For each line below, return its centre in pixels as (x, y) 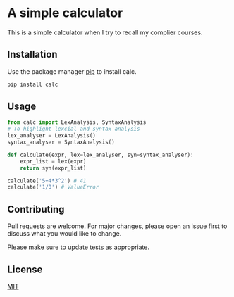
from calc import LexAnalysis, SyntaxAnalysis (77, 122)
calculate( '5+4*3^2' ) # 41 (47, 181)
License (25, 269)
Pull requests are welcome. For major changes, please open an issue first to (117, 226)
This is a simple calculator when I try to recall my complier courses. (105, 32)
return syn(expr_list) (53, 168)
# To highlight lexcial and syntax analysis (74, 129)
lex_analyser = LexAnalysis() (52, 136)
